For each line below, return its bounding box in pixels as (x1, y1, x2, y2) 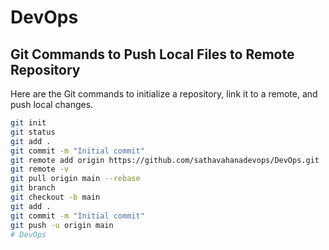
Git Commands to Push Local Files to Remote (10, 46, 295, 63)
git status (10, 127, 56, 137)
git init (10, 118, 47, 128)
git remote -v (10, 164, 70, 175)
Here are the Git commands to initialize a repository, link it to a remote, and (10, 88, 318, 100)
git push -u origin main (10, 220, 114, 230)
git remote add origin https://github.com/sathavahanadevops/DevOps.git (10, 155, 320, 165)
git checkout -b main (10, 192, 101, 202)
